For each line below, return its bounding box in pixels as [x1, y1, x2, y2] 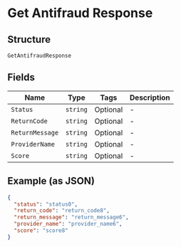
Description [129, 93, 170, 103]
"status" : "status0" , [14, 201, 78, 208]
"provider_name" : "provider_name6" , [14, 221, 123, 228]
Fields [7, 71, 36, 83]
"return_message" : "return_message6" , [14, 214, 130, 221]
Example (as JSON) [7, 175, 95, 187]
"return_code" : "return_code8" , [14, 207, 110, 214]
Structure [7, 33, 51, 46]
